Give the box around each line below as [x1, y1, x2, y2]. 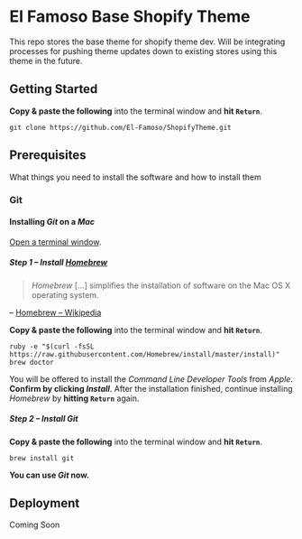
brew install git [9, 453, 75, 462]
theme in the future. [9, 55, 83, 66]
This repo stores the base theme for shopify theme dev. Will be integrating [9, 36, 286, 47]
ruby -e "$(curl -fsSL [9, 341, 95, 351]
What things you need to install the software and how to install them [9, 172, 261, 182]
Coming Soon [9, 519, 60, 530]
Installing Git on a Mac [9, 217, 96, 228]
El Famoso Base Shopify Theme [9, 6, 251, 27]
